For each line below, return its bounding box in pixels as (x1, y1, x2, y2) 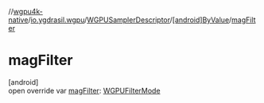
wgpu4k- (13, 7, 44, 16)
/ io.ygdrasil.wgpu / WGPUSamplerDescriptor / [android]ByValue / (27, 15, 232, 25)
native (8, 15, 29, 25)
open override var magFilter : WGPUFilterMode (8, 86, 161, 95)
